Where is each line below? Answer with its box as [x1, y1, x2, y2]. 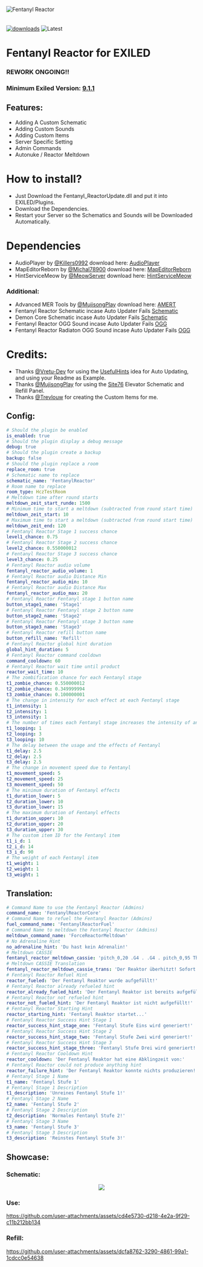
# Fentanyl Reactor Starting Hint [6, 1005, 94, 1012]
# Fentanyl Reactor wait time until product [6, 663, 120, 670]
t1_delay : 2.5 [6, 748, 42, 754]
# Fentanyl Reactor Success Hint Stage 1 [6, 1017, 112, 1023]
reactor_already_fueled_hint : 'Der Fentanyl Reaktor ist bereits [6, 989, 174, 995]
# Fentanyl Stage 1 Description [6, 1084, 88, 1091]
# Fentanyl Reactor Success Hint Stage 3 [6, 1039, 112, 1045]
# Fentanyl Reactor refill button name [6, 630, 107, 636]
